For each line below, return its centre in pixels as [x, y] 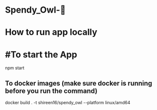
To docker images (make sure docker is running [78, 83]
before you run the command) [51, 91]
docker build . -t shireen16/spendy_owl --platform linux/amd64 [68, 103]
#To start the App [41, 54]
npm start [15, 68]
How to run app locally [51, 32]
